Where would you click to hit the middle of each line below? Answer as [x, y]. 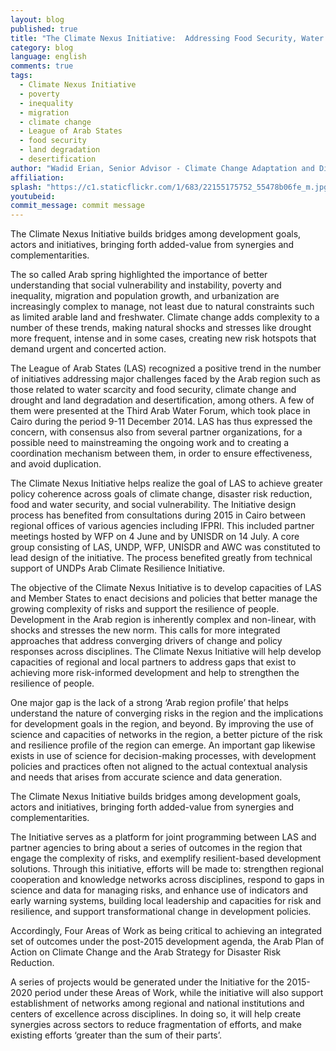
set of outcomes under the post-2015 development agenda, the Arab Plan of [167, 942]
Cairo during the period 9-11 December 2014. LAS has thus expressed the [161, 422]
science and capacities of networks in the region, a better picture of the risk [166, 735]
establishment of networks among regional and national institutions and [157, 1003]
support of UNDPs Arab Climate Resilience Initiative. [118, 568]
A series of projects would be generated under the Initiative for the [147, 982]
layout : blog [37, 19]
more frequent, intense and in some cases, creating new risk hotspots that [163, 338]
